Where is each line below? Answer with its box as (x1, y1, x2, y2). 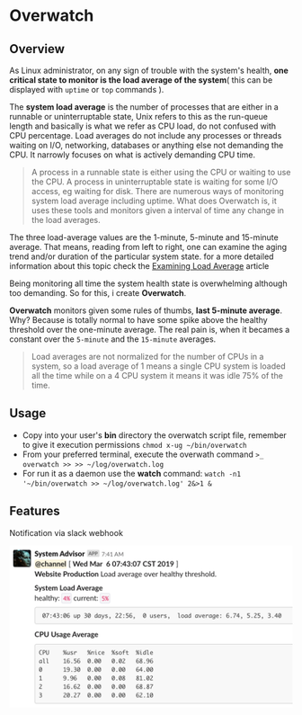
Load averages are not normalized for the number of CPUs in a (31, 352, 264, 362)
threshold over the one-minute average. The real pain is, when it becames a (9, 325, 290, 335)
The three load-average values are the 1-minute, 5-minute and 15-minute (9, 232, 279, 243)
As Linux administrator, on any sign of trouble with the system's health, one (9, 65, 289, 76)
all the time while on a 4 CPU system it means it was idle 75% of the (31, 371, 283, 380)
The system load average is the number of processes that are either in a (9, 102, 279, 112)
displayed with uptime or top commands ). (9, 85, 164, 94)
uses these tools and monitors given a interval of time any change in (31, 205, 285, 216)
